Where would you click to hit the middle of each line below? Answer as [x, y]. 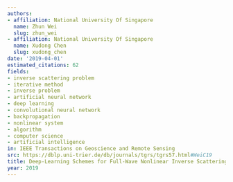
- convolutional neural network [54, 110]
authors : [20, 13]
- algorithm [24, 129]
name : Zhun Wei [35, 26]
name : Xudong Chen [40, 46]
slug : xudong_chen [40, 53]
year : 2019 [23, 168]
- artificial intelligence [46, 143]
